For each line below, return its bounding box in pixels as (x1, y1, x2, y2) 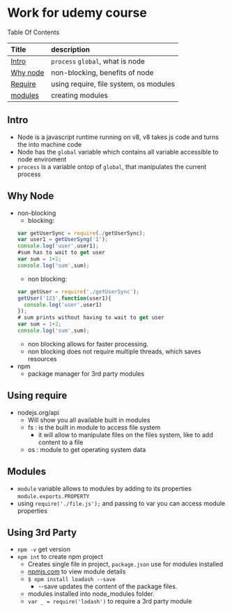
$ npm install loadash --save (27, 576, 116, 583)
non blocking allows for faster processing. (27, 340, 148, 348)
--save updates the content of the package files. (38, 582, 178, 591)
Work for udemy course (7, 5, 148, 21)
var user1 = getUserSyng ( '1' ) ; (17, 236, 109, 243)
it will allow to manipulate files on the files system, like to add (38, 430, 214, 439)
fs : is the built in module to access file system (27, 423, 161, 431)
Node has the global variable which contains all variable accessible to (17, 147, 219, 156)
